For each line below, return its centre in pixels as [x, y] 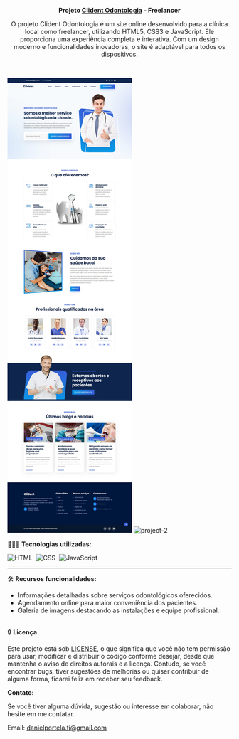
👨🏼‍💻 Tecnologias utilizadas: [49, 544]
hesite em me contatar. [41, 714]
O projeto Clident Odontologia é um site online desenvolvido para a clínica [119, 24]
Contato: [21, 692]
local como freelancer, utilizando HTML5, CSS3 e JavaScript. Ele [119, 32]
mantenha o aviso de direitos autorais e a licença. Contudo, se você [107, 664]
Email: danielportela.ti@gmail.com [57, 728]
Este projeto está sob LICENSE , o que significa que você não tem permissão [119, 649]
